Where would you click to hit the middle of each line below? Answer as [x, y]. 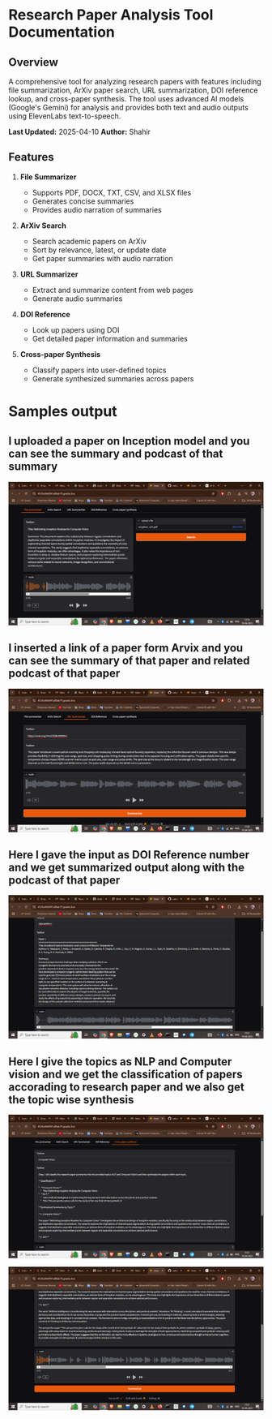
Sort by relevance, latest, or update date [99, 250]
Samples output [63, 411]
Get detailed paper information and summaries [110, 338]
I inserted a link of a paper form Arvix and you [126, 648]
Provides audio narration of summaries [97, 209]
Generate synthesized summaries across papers [113, 378]
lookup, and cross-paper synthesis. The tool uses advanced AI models [126, 99]
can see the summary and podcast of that [116, 454]
